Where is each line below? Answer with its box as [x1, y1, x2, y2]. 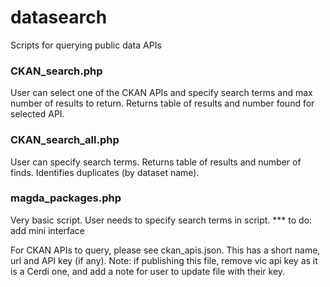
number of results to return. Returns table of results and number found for [10, 97, 315, 110]
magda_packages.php [10, 191, 122, 205]
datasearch [10, 6, 108, 29]
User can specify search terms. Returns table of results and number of [10, 156, 302, 168]
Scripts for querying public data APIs [10, 39, 162, 51]
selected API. [10, 108, 65, 120]
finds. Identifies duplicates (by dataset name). [10, 166, 200, 178]
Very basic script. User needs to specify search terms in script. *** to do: [10, 214, 313, 226]
